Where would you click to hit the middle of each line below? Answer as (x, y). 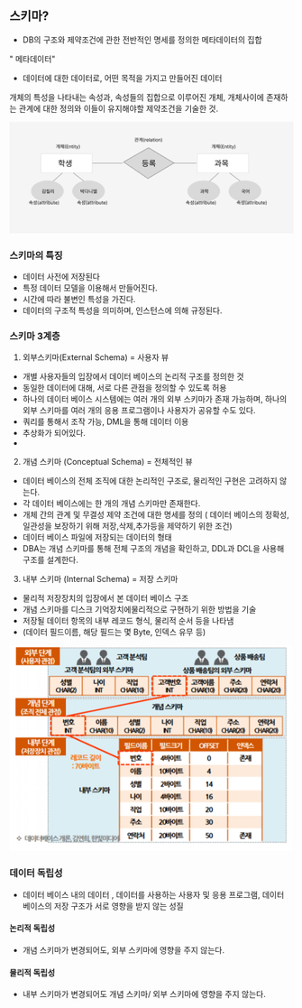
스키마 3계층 (35, 336)
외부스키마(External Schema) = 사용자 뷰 (96, 357)
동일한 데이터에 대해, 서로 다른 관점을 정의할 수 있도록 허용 (124, 388)
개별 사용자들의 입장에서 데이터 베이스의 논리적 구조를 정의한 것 (133, 376)
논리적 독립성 (32, 929)
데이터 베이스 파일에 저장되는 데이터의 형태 (97, 537)
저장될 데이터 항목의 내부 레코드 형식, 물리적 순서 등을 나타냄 (128, 621)
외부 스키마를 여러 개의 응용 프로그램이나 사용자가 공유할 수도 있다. (139, 411)
